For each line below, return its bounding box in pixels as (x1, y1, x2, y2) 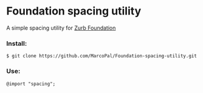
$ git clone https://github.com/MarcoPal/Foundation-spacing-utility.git (6, 53, 198, 59)
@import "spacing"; (6, 80, 56, 87)
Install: (6, 39, 27, 48)
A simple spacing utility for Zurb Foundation (6, 24, 116, 31)
